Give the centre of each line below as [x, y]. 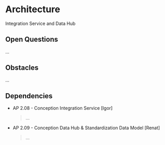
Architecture [33, 9]
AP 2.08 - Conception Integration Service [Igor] [63, 108]
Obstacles [22, 68]
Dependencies [29, 96]
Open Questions [32, 39]
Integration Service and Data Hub [40, 23]
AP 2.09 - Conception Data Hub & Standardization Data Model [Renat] [86, 128]
